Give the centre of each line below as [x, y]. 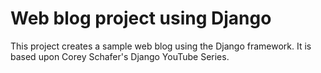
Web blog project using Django [141, 18]
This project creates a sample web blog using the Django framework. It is [161, 46]
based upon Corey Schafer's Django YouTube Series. [120, 56]
